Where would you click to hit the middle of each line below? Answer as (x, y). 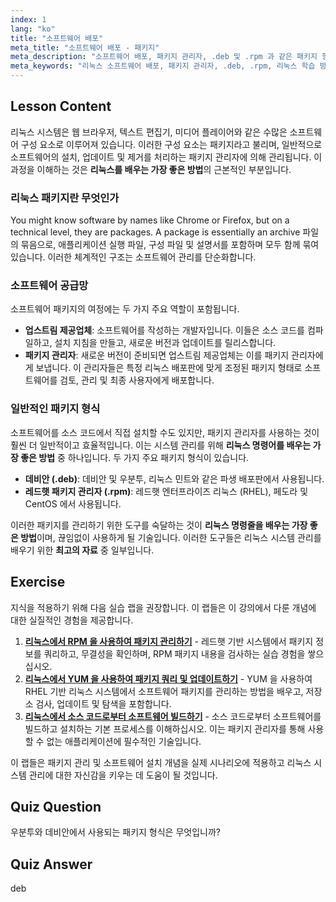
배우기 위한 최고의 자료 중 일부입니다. (82, 550)
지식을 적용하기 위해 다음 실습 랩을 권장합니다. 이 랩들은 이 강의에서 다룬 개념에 (163, 607)
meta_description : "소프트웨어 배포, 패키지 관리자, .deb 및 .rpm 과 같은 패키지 (164, 57)
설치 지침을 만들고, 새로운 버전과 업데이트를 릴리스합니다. (165, 343)
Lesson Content (61, 106)
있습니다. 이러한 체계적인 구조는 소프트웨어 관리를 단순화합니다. (133, 257)
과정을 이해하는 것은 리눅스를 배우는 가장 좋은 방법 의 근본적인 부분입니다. (151, 169)
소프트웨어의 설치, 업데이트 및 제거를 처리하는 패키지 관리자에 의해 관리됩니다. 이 (166, 157)
